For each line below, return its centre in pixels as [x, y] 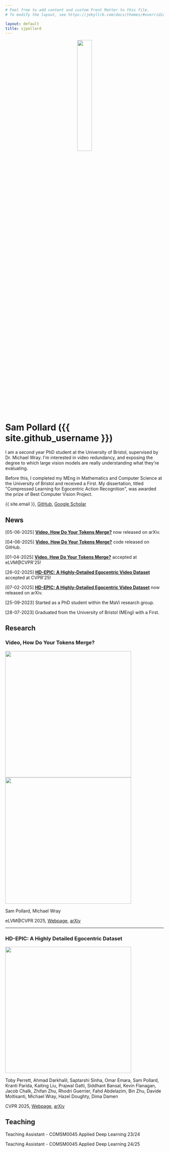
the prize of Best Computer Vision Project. [49, 494]
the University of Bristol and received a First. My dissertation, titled [74, 484]
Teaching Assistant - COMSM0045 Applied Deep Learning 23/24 [73, 1134]
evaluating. [17, 469]
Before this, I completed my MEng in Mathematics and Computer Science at [84, 478]
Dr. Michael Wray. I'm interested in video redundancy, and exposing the [79, 457]
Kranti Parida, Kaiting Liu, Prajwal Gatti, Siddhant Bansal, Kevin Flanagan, [81, 1085]
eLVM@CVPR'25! [23, 562]
